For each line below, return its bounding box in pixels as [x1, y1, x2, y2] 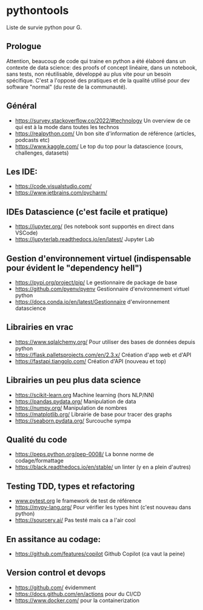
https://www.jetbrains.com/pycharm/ [15, 189, 108, 196]
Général [6, 101, 38, 111]
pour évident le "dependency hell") [6, 263, 142, 273]
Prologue [6, 41, 41, 52]
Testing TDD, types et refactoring [6, 481, 135, 491]
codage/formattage [15, 457, 64, 464]
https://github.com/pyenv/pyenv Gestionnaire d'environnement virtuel [15, 286, 190, 292]
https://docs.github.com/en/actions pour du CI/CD [15, 590, 141, 597]
